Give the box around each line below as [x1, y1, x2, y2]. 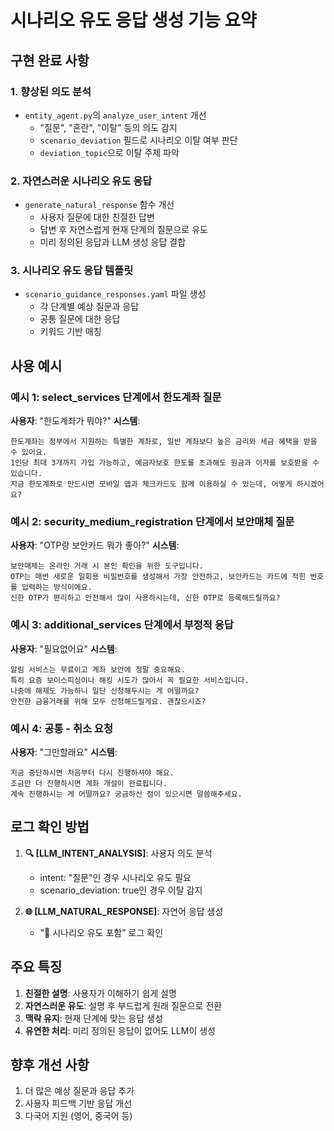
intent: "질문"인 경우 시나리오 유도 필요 [39, 871, 192, 883]
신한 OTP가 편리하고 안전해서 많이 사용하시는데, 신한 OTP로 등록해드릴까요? [10, 593, 281, 603]
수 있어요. [10, 447, 48, 458]
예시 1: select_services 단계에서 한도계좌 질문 [10, 390, 222, 404]
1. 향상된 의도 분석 [10, 84, 92, 98]
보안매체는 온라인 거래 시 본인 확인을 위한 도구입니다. [10, 561, 204, 571]
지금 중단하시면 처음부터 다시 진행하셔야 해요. [10, 768, 175, 778]
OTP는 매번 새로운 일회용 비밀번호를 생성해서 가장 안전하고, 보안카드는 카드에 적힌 [10, 572, 307, 582]
